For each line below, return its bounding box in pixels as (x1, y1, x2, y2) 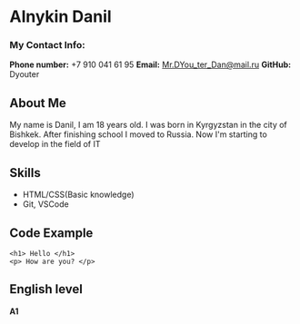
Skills (9, 165, 41, 181)
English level (9, 281, 84, 297)
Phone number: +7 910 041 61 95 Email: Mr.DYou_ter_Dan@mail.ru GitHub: (9, 59, 292, 70)
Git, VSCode (22, 199, 70, 210)
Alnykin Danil (9, 6, 112, 27)
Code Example (9, 225, 94, 241)
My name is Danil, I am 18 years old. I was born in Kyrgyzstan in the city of (9, 120, 288, 131)
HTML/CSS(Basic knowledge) (22, 189, 135, 201)
